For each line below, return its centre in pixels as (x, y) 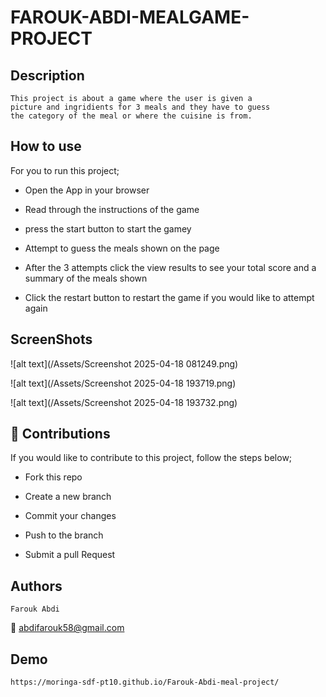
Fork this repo (53, 477)
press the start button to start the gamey (108, 228)
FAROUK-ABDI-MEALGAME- (130, 17)
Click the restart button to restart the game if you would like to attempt (169, 297)
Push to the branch (64, 535)
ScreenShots (51, 339)
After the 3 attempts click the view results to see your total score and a (170, 267)
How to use (46, 146)
